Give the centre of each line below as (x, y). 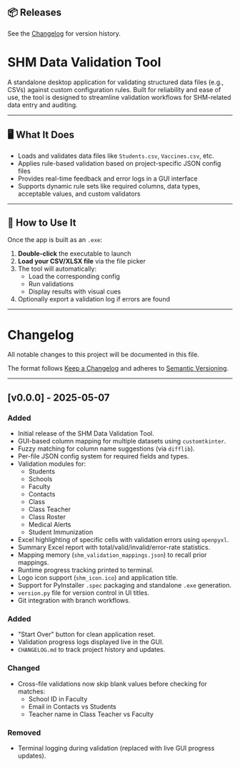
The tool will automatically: (57, 269)
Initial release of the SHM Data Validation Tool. (86, 433)
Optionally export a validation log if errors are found (94, 299)
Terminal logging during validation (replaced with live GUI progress (116, 748)
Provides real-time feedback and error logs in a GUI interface (107, 179)
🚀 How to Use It (42, 222)
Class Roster (47, 517)
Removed (24, 733)
